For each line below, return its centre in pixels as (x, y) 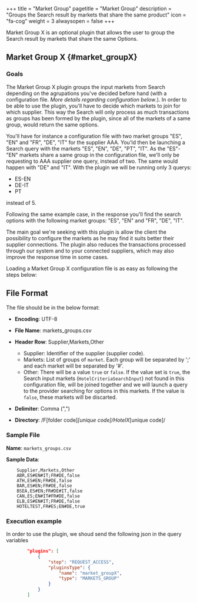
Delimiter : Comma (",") (42, 408)
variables (17, 540)
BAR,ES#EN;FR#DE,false (44, 486)
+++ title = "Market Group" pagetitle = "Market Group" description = (89, 9)
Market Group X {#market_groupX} (72, 58)
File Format (27, 294)
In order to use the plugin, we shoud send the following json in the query (94, 534)
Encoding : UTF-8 (36, 319)
